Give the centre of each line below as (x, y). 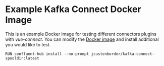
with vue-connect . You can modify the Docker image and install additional (82, 39)
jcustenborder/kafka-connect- (123, 54)
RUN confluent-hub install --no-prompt (47, 54)
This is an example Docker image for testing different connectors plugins (81, 34)
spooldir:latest (22, 58)
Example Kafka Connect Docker (73, 9)
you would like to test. (28, 44)
